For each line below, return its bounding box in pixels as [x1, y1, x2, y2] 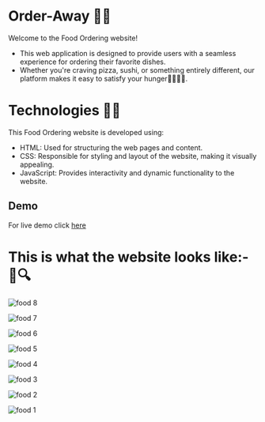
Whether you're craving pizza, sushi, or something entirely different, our [19, 65, 256, 74]
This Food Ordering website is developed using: [8, 127, 165, 137]
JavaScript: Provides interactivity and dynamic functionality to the [19, 168, 235, 177]
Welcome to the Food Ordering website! [8, 33, 138, 43]
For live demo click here [8, 220, 87, 230]
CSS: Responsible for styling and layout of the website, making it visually [19, 151, 257, 160]
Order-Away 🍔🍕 [8, 7, 112, 25]
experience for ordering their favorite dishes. [19, 57, 166, 66]
